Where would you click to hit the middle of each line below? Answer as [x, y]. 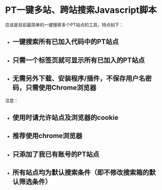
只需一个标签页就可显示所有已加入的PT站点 [79, 60]
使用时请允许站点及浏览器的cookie [65, 117]
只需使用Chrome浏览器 [61, 88]
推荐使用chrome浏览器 [47, 136]
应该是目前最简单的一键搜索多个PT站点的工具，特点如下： [64, 25]
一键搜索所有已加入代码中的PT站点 [65, 42]
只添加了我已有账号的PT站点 [56, 154]
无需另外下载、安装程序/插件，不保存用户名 [79, 79]
